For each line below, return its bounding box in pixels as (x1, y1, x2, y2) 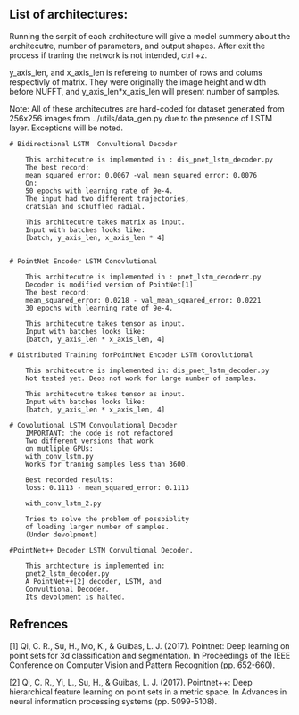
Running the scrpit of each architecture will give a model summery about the (9, 30, 291, 41)
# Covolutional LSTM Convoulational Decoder (9, 420, 178, 429)
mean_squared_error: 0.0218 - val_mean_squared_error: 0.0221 (25, 295, 262, 304)
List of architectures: (9, 7, 128, 22)
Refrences (9, 617, 69, 632)
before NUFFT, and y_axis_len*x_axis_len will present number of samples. (9, 86, 280, 96)
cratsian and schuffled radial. (25, 202, 145, 211)
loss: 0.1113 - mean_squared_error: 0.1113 (25, 483, 190, 492)
